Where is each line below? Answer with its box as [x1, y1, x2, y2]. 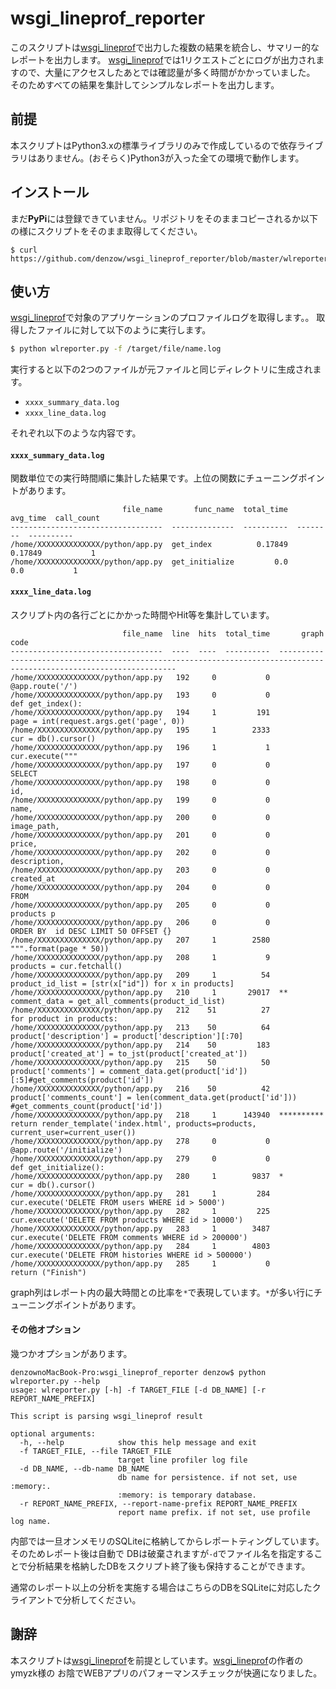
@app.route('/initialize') [10, 1145, 123, 1155]
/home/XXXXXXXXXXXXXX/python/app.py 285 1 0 [10, 1258, 271, 1269]
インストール [10, 184, 90, 201]
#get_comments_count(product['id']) [10, 1101, 163, 1111]
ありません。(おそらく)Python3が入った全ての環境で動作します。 [36, 152, 305, 164]
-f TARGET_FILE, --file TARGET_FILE [19, 1446, 172, 1456]
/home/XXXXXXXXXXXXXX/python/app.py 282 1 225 [10, 1206, 271, 1216]
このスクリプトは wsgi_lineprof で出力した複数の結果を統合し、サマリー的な [10, 41, 320, 53]
